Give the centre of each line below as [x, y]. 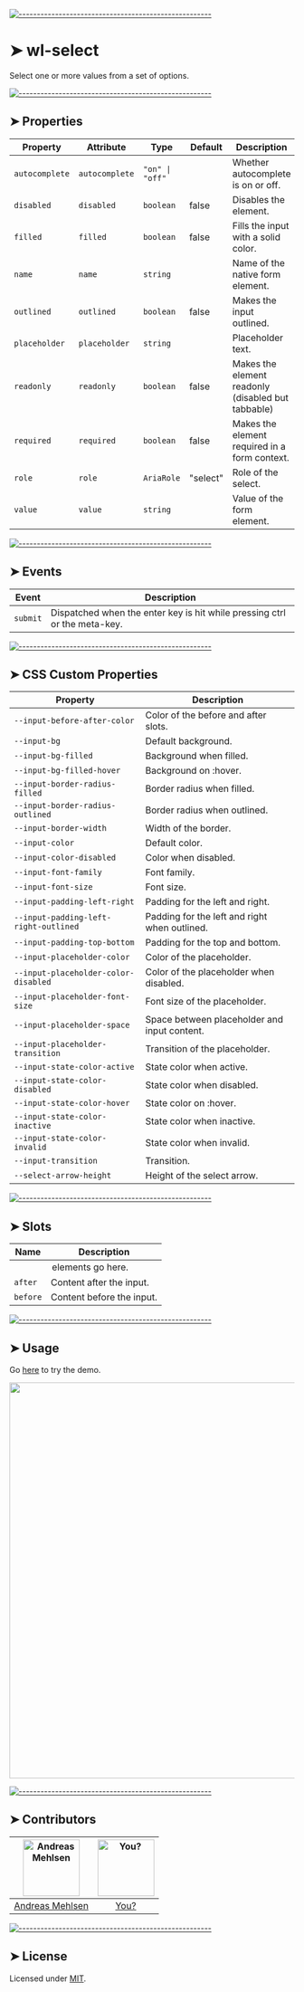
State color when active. [197, 1067]
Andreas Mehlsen [51, 1905]
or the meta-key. [87, 624]
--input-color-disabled [65, 858]
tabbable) [253, 409]
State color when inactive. [200, 1121]
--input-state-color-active [74, 1067]
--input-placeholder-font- [72, 997]
